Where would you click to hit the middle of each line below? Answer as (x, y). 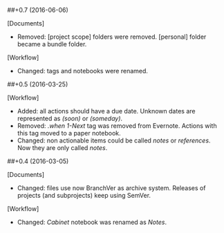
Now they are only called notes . (62, 148)
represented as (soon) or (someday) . (70, 118)
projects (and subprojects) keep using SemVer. (84, 195)
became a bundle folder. (52, 44)
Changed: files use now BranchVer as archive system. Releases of (111, 188)
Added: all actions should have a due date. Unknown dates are (106, 111)
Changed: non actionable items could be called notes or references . (114, 140)
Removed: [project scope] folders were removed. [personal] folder (112, 37)
